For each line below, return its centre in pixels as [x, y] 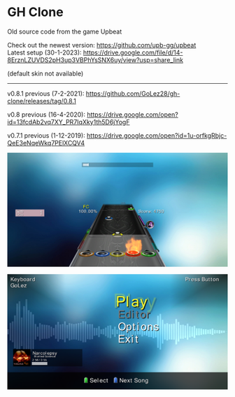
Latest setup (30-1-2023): [44, 52]
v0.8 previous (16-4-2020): [47, 114]
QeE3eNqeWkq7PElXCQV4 [46, 143]
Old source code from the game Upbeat [65, 31]
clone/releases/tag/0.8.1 [42, 101]
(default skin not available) [45, 73]
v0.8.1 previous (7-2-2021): [46, 93]
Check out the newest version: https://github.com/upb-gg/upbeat [102, 45]
